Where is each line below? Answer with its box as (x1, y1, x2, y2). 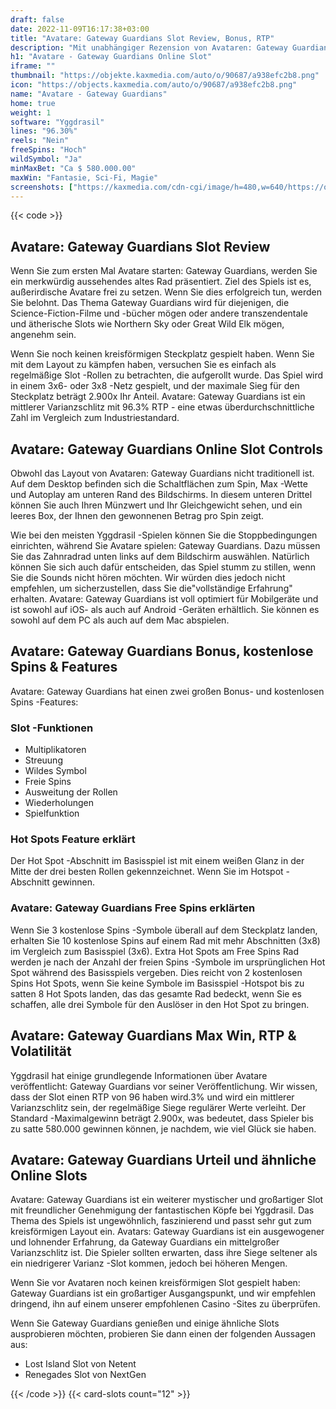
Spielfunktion (24, 807, 80, 820)
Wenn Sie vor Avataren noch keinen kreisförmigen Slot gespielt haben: (10, 1277, 301, 1289)
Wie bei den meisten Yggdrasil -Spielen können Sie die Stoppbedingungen (10, 529, 318, 541)
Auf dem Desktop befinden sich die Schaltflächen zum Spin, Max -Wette (10, 478, 308, 490)
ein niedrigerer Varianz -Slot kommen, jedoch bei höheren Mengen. (10, 1257, 288, 1270)
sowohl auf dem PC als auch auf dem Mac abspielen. (10, 614, 230, 626)
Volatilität (10, 1043, 72, 1060)
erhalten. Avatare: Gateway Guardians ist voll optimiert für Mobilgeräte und (10, 593, 319, 605)
